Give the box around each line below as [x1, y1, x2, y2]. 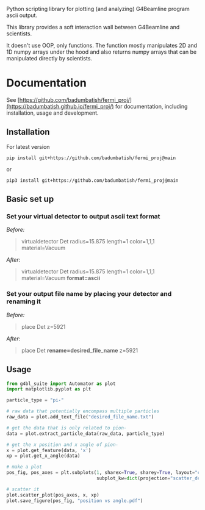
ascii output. [6, 12, 38, 19]
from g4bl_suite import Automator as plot [6, 381, 116, 387]
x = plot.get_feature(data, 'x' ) [6, 447, 92, 453]
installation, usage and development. [6, 109, 99, 117]
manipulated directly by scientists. [6, 55, 93, 62]
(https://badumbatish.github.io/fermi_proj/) [6, 102, 114, 110]
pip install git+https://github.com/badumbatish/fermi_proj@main [6, 155, 176, 161]
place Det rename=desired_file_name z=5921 [21, 347, 138, 354]
